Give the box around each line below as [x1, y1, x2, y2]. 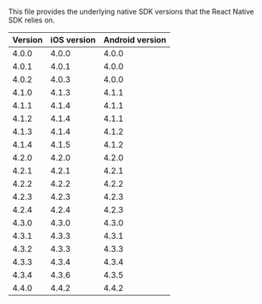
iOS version [50, 34, 96, 45]
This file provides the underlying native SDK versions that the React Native [8, 7, 255, 16]
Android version [103, 34, 167, 45]
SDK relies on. [8, 15, 55, 25]
